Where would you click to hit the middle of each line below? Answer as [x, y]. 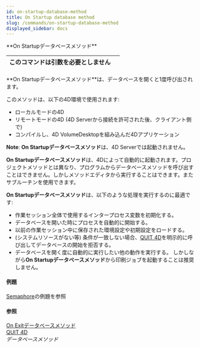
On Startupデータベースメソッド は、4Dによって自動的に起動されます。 [93, 159]
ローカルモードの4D [39, 112]
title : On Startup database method [50, 17]
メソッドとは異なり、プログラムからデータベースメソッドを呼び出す [110, 167]
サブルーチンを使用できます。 [43, 182]
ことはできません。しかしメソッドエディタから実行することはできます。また [100, 174]
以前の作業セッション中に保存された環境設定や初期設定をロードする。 [101, 230]
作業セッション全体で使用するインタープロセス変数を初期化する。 [96, 215]
